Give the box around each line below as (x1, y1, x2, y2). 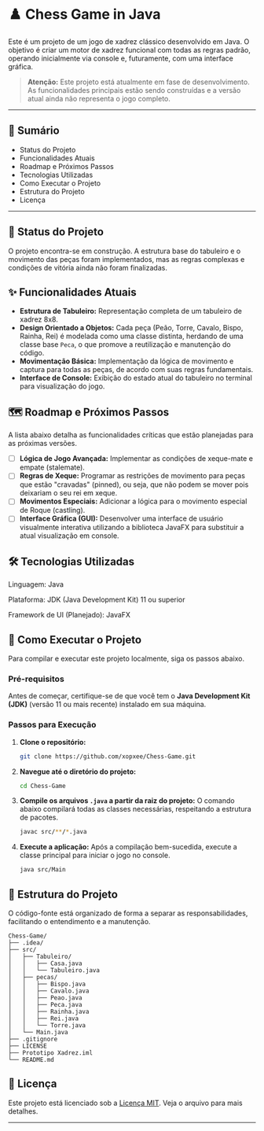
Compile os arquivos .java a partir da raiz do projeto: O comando (19, 796, 235, 805)
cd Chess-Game (19, 782, 66, 790)
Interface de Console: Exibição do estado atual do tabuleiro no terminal (19, 374, 253, 383)
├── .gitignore (8, 1035, 58, 1043)
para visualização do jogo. (19, 381, 105, 391)
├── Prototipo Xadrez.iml (8, 1048, 93, 1057)
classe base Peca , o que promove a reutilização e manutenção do (19, 340, 231, 349)
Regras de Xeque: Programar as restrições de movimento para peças (19, 471, 246, 481)
